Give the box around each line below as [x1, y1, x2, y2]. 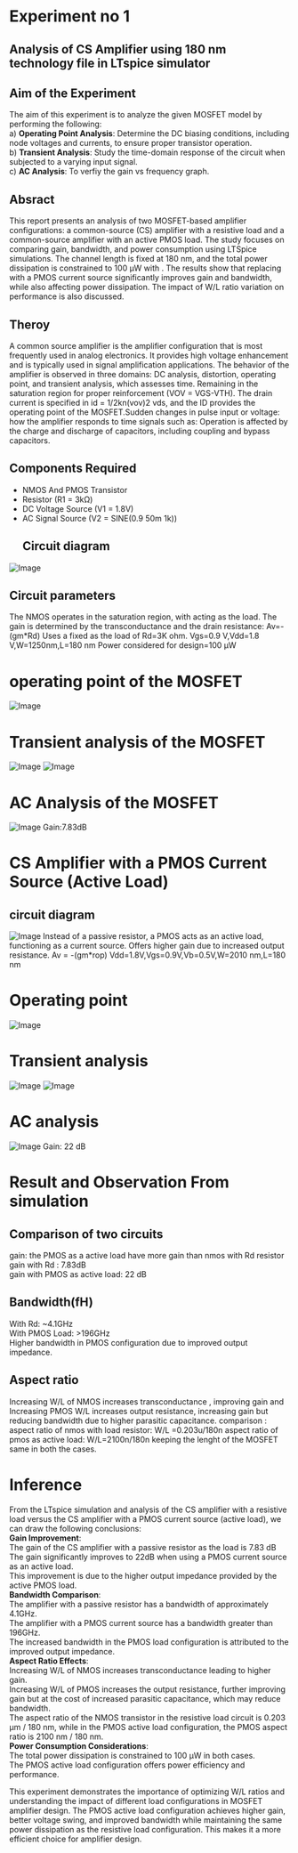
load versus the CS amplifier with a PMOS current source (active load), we [9, 1513, 282, 1524]
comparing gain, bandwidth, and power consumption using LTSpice [9, 244, 258, 255]
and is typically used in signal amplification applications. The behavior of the [9, 360, 290, 370]
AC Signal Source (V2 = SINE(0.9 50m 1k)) [21, 513, 178, 523]
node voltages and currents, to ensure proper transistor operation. [9, 138, 253, 149]
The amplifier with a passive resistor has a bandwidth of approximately [9, 1598, 269, 1609]
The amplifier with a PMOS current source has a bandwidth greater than [9, 1617, 274, 1628]
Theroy [9, 317, 51, 332]
